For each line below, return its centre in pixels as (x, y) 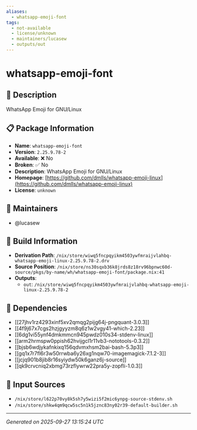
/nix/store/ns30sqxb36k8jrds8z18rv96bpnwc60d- (115, 267)
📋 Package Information (50, 129)
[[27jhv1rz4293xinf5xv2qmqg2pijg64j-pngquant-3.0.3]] (82, 322)
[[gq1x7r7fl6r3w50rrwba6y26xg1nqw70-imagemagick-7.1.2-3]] (90, 354)
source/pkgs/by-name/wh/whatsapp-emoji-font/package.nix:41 (89, 272)
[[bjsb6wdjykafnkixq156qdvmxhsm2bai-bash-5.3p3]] (79, 347)
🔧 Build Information (42, 241)
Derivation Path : (35, 255)
